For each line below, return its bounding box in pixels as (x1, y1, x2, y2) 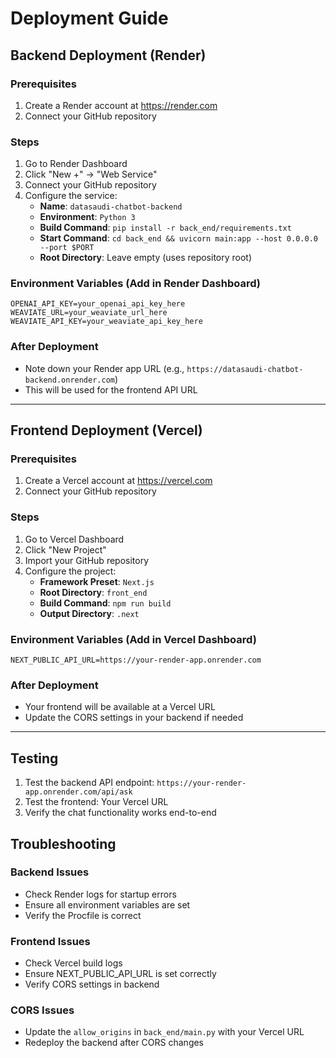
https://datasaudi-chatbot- (186, 364, 304, 374)
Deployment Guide (10, 7, 169, 30)
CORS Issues (10, 1003, 75, 1017)
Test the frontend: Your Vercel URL (24, 796, 169, 808)
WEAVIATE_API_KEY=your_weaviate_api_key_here (10, 317, 203, 327)
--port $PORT (39, 243, 95, 253)
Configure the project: (24, 565, 117, 577)
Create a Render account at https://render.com (24, 99, 218, 111)
